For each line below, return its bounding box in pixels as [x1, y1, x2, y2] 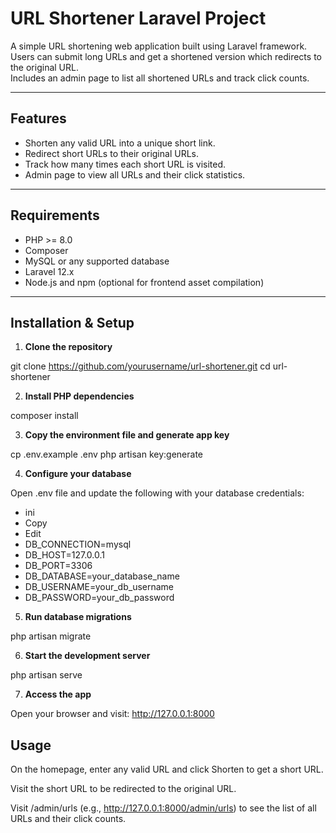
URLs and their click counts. [10, 813, 127, 825]
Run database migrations [24, 611, 132, 623]
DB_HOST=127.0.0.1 [24, 549, 105, 561]
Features [10, 110, 67, 127]
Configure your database [24, 468, 132, 480]
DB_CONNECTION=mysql [24, 538, 132, 551]
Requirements [10, 207, 100, 224]
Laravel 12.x [24, 265, 75, 277]
